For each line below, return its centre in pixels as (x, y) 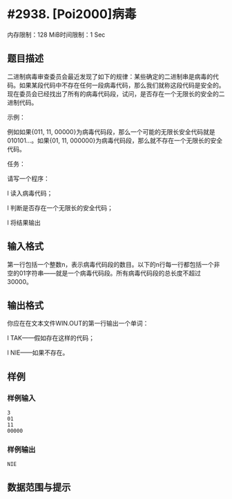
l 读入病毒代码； (30, 193)
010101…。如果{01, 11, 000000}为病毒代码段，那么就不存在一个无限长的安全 (115, 140)
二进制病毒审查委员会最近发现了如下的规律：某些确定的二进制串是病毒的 (110, 76)
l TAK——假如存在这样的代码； (51, 338)
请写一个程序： (28, 178)
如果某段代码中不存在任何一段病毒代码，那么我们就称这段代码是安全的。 (122, 85)
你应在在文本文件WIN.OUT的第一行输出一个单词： (78, 323)
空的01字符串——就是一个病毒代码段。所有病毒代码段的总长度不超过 (104, 273)
